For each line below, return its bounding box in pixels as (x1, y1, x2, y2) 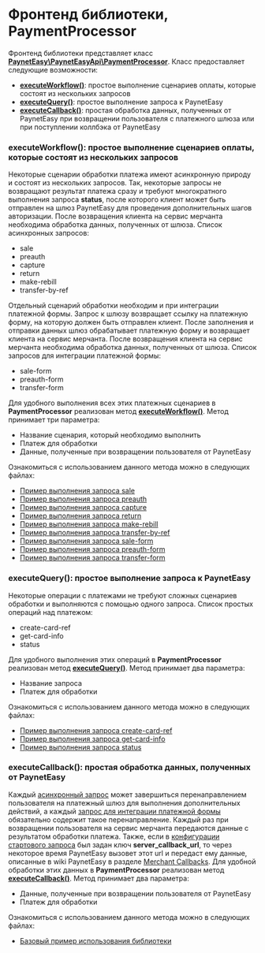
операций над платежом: (8, 607, 93, 616)
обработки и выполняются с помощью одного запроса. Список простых (8, 599, 254, 609)
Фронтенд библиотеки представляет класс (8, 48, 154, 58)
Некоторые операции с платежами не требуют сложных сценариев (8, 590, 237, 600)
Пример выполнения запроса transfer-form (19, 553, 166, 563)
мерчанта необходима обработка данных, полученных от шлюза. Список (8, 343, 257, 352)
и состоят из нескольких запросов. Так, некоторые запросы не (8, 178, 222, 188)
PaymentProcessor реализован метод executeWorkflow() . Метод (8, 407, 229, 416)
